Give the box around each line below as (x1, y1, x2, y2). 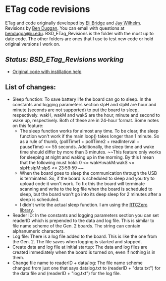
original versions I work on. (5, 41, 60, 47)
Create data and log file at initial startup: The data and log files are (12, 244, 148, 250)
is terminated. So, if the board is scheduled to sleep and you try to (19, 175, 155, 181)
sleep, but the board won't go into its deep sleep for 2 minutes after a (19, 191, 162, 197)
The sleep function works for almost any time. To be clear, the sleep (19, 128, 159, 134)
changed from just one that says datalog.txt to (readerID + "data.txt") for (12, 265, 161, 271)
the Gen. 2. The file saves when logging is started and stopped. (12, 238, 142, 244)
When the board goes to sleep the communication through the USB (19, 170, 157, 176)
